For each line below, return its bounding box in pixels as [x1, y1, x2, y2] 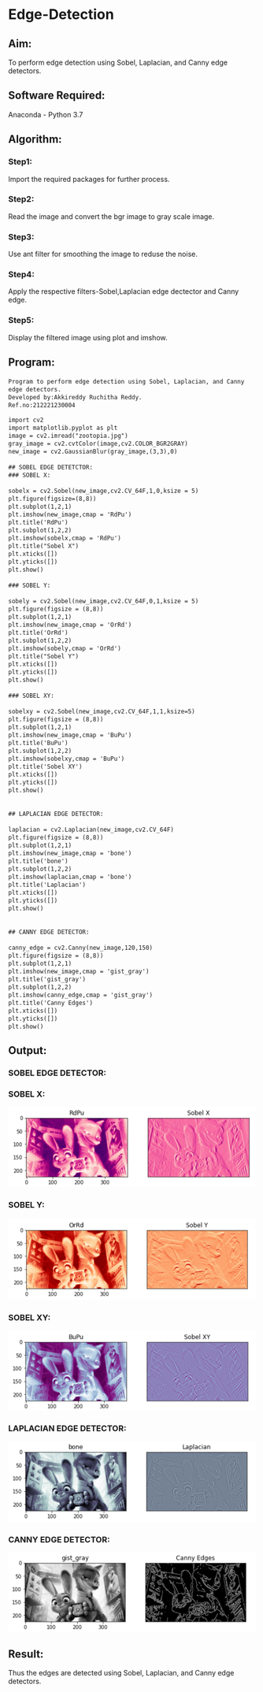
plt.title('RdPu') [8, 518, 69, 526]
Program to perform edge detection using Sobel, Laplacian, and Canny [8, 377, 245, 385]
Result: [8, 1648, 44, 1661]
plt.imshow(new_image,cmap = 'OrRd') [8, 621, 132, 629]
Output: [8, 1044, 47, 1057]
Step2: [8, 194, 35, 205]
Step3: [8, 231, 35, 242]
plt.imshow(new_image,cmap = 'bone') [8, 849, 132, 857]
